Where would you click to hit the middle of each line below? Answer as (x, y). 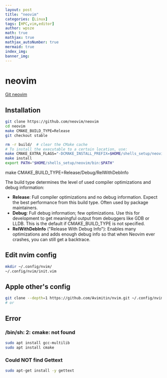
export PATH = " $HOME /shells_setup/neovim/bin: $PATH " (60, 163)
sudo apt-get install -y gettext (40, 371)
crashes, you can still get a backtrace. (51, 239)
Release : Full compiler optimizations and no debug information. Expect (85, 197)
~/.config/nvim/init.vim (31, 271)
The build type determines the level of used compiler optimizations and (78, 182)
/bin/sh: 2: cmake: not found (40, 333)
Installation (23, 110)
